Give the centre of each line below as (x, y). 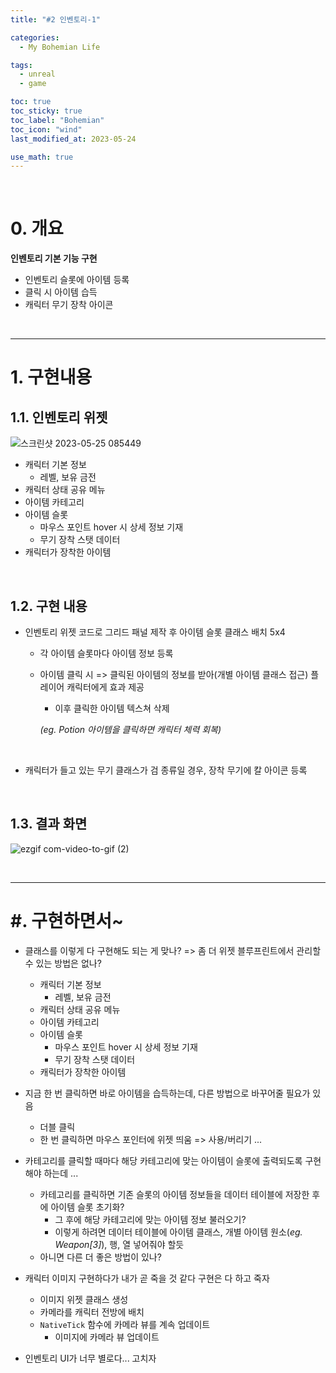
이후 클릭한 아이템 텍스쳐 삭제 (112, 708)
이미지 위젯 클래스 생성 (84, 1299)
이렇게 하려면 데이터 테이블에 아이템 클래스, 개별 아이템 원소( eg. (178, 1232)
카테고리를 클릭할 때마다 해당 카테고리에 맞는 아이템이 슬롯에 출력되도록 (163, 1160)
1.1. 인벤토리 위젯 (59, 417)
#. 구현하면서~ (67, 921)
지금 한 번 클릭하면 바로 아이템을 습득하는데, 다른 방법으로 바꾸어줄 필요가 (167, 1093)
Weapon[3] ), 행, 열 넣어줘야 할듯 (119, 1244)
